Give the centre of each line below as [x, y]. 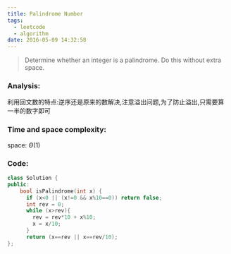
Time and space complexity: [57, 130]
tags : [15, 20]
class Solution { [33, 178]
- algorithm [31, 34]
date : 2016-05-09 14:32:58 [47, 40]
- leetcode [30, 27]
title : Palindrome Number [45, 14]
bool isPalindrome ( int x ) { [61, 191]
